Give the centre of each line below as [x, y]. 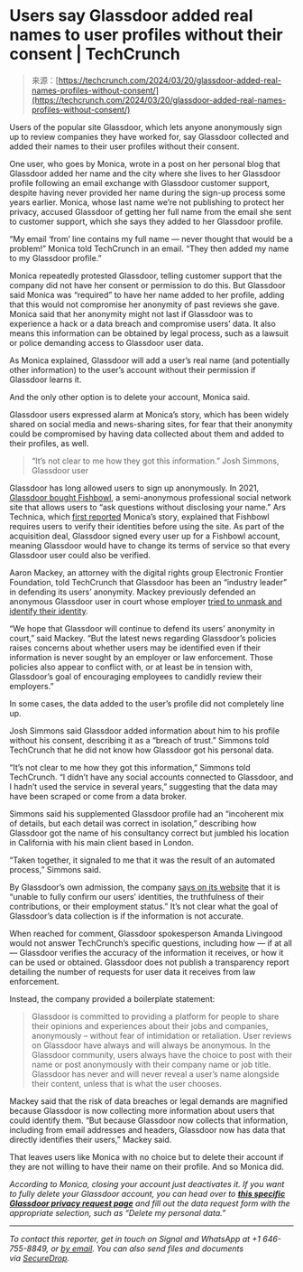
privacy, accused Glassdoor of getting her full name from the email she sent [151, 211]
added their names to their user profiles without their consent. [124, 146]
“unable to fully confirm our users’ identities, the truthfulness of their [137, 896]
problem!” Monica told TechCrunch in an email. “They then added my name [149, 248]
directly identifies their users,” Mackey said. [91, 1139]
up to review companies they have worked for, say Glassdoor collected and [149, 136]
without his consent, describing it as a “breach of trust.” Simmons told [139, 740]
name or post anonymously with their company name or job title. [151, 1064]
